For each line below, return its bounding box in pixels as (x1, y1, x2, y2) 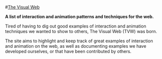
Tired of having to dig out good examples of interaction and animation (5, 23, 146, 29)
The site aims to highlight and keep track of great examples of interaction (5, 38, 153, 44)
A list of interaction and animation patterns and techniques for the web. (5, 14, 154, 19)
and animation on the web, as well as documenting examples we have (5, 43, 146, 49)
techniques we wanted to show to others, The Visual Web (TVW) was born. (5, 29, 157, 34)
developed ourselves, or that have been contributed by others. (5, 49, 132, 54)
